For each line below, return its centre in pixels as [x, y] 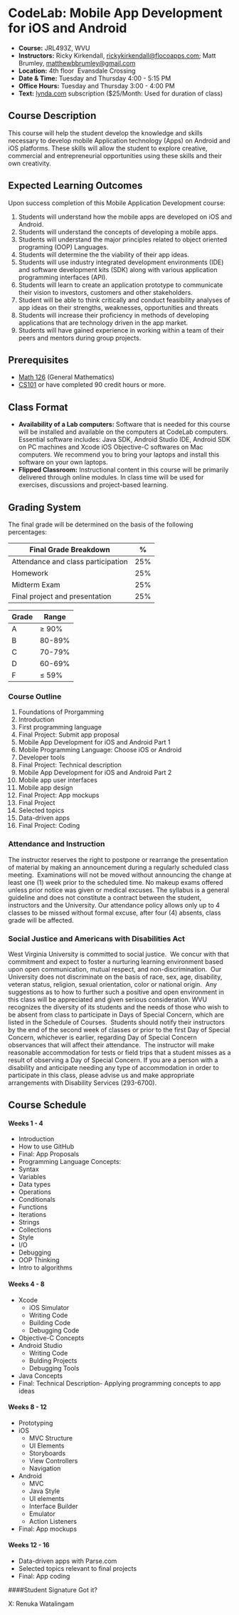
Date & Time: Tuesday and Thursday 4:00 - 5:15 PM [95, 78]
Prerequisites [38, 360]
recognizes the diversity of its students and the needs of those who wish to [118, 1007]
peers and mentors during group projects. [80, 338]
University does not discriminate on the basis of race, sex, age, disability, [115, 977]
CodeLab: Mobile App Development [115, 13]
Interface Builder [53, 1506]
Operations [35, 1192]
